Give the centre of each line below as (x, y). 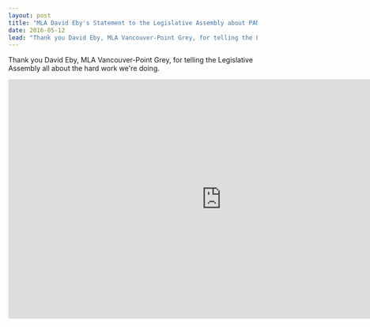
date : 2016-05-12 (37, 30)
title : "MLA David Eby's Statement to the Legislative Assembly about (127, 23)
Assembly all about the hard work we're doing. (84, 69)
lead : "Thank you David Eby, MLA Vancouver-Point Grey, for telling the (130, 38)
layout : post (30, 15)
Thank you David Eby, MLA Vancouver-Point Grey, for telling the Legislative (130, 60)
